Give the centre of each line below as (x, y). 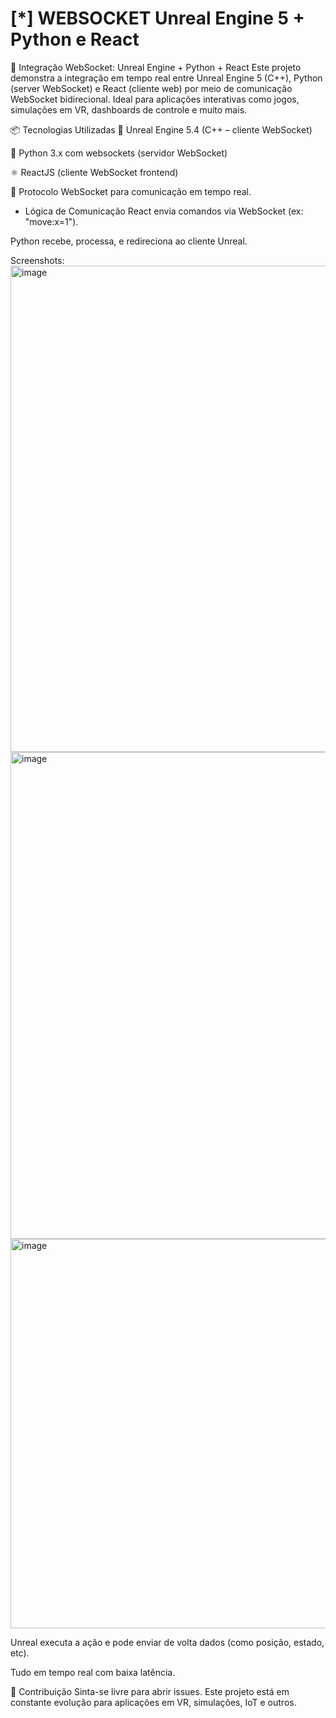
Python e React (75, 39)
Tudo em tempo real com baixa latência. (93, 1672)
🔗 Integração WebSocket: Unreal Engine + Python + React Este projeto (156, 67)
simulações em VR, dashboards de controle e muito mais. (129, 109)
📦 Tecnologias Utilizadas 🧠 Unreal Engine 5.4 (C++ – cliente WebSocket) (161, 129)
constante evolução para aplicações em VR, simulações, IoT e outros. (153, 1702)
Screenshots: (37, 260)
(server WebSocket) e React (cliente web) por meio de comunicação (151, 88)
